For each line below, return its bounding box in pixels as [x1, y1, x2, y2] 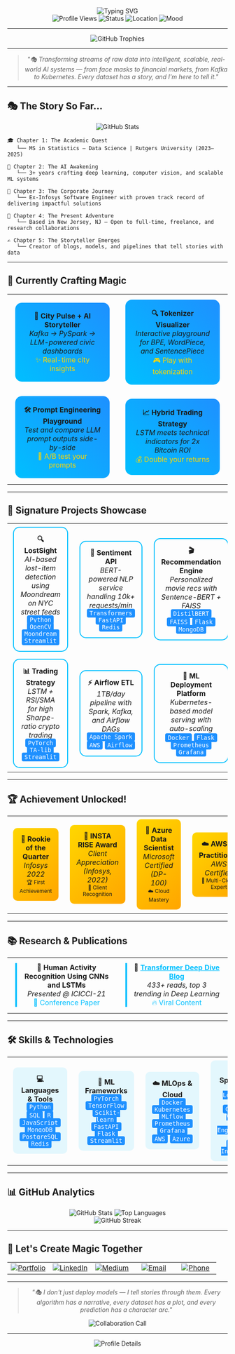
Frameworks [85, 1085, 128, 1095]
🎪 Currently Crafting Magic [7, 275, 127, 287]
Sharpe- [26, 713, 55, 723]
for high [27, 704, 54, 714]
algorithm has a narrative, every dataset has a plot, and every [36, 1298, 216, 1306]
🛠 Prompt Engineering [24, 405, 101, 415]
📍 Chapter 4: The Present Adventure [7, 212, 114, 220]
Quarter [22, 852, 50, 862]
